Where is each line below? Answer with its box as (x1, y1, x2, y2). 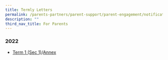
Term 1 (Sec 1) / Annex (12, 49, 56, 55)
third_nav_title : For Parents (5, 21, 68, 26)
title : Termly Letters (5, 7, 52, 12)
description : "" (5, 16, 39, 21)
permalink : (5, 12, 28, 17)
